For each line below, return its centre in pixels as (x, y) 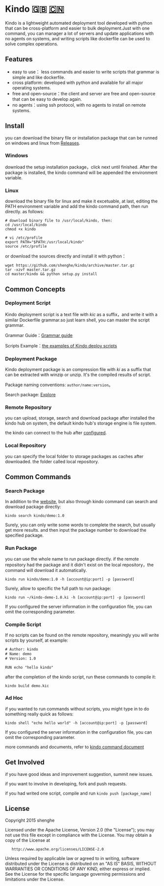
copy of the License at (28, 840)
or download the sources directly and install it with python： (66, 256)
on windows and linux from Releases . (43, 143)
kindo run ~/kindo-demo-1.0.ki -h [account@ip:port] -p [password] (75, 597)
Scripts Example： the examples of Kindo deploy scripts (61, 345)
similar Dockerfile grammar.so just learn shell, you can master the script (78, 320)
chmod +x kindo (21, 229)
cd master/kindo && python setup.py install (51, 274)
